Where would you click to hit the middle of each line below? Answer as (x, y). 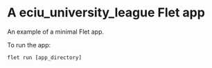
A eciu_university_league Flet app (106, 13)
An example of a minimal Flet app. (56, 32)
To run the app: (29, 45)
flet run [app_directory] (44, 57)
